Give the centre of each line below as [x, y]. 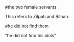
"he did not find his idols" [31, 35]
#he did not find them [27, 26]
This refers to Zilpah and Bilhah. [37, 16]
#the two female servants [31, 7]
